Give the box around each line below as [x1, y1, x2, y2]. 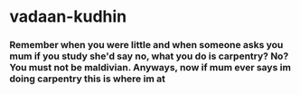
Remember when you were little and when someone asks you [9, 39, 284, 52]
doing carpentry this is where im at [9, 72, 165, 85]
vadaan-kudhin [9, 6, 127, 27]
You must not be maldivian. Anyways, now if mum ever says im [9, 61, 292, 74]
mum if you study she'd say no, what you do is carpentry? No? [9, 50, 289, 62]
